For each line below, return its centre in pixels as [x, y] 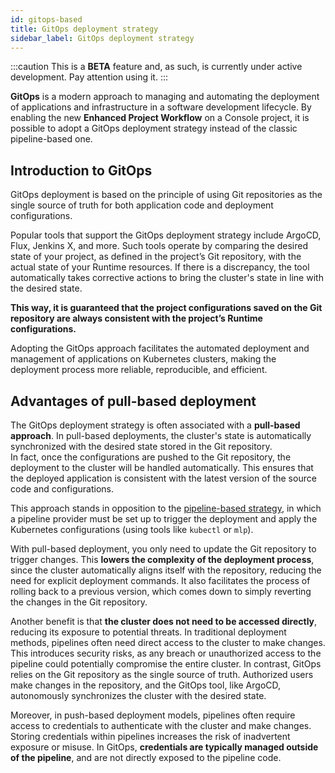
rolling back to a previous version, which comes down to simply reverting [161, 591]
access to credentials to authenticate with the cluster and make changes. [161, 725]
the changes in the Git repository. [79, 602]
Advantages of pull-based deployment [133, 401]
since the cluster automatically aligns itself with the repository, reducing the [166, 570]
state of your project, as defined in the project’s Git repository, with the [156, 257]
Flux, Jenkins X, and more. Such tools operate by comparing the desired [159, 246]
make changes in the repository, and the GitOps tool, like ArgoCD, [146, 685]
